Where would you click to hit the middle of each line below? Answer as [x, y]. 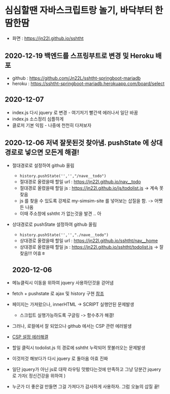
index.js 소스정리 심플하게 [38, 119]
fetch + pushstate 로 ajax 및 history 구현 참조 [58, 294]
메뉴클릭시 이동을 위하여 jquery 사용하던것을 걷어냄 [63, 283]
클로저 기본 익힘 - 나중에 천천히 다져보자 [52, 125]
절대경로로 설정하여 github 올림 [43, 166]
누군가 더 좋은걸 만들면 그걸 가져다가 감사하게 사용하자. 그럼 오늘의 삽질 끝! [86, 387]
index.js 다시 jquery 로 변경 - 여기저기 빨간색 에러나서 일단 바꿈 [75, 112]
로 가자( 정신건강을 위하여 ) [39, 376]
